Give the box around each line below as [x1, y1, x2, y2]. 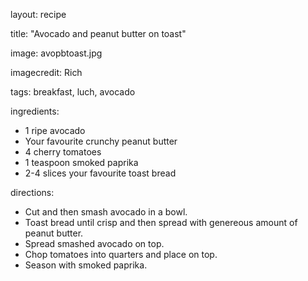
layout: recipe [10, 9, 67, 20]
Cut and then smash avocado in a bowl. [24, 206, 188, 218]
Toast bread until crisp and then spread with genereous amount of [24, 217, 298, 228]
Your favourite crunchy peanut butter [24, 135, 178, 147]
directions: [10, 187, 55, 198]
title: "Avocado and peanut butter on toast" [10, 28, 187, 39]
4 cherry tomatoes [24, 146, 102, 158]
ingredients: [10, 105, 60, 117]
